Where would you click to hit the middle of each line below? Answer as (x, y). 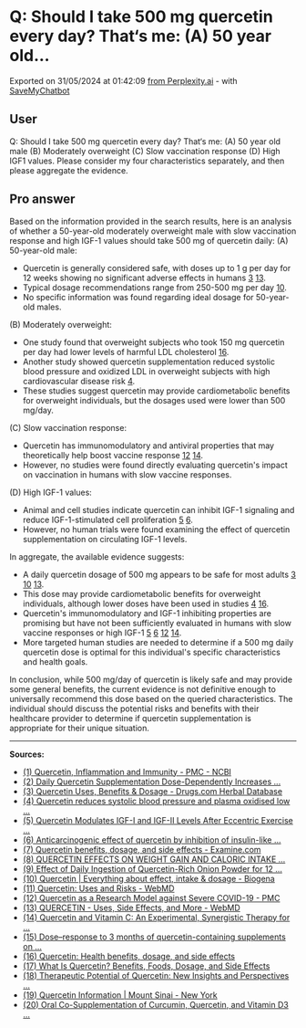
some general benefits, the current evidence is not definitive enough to (143, 689)
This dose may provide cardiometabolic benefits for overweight (142, 593)
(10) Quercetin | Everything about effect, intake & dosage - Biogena (148, 878)
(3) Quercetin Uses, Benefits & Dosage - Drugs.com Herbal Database (153, 791)
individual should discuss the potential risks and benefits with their (134, 708)
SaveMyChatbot (40, 90)
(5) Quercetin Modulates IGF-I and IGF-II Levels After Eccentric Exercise (158, 820)
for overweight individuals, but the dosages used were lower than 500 (154, 400)
